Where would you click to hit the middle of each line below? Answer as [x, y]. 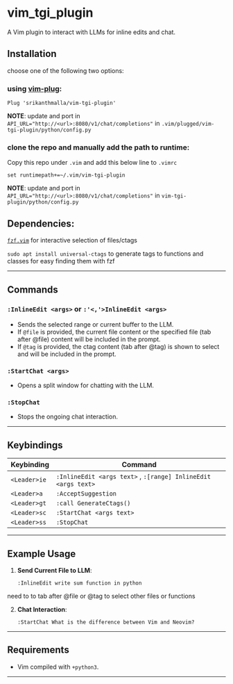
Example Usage [42, 554]
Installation [32, 54]
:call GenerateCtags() [93, 503]
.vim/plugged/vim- [188, 124]
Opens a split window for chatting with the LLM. [86, 385]
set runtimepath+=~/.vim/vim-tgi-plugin [67, 175]
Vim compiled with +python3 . [58, 667]
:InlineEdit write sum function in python [79, 583]
